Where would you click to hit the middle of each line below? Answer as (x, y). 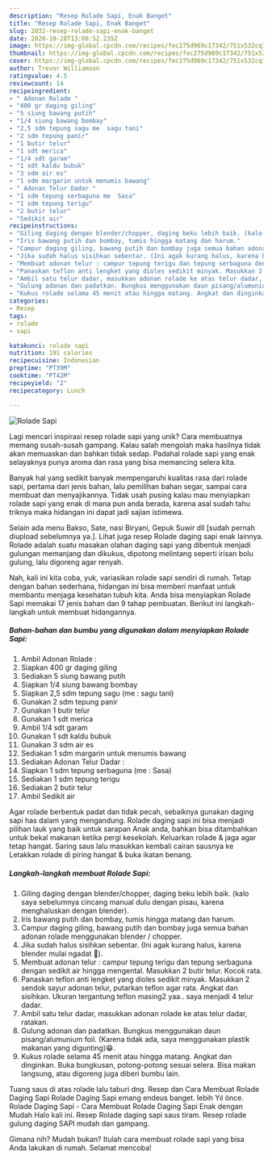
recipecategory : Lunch (47, 391)
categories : (29, 301)
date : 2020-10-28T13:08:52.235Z (63, 38)
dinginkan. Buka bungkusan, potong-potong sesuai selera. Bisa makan (138, 1065)
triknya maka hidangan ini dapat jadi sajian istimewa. (96, 512)
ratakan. (35, 1023)
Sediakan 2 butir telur (56, 788)
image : (20, 46)
